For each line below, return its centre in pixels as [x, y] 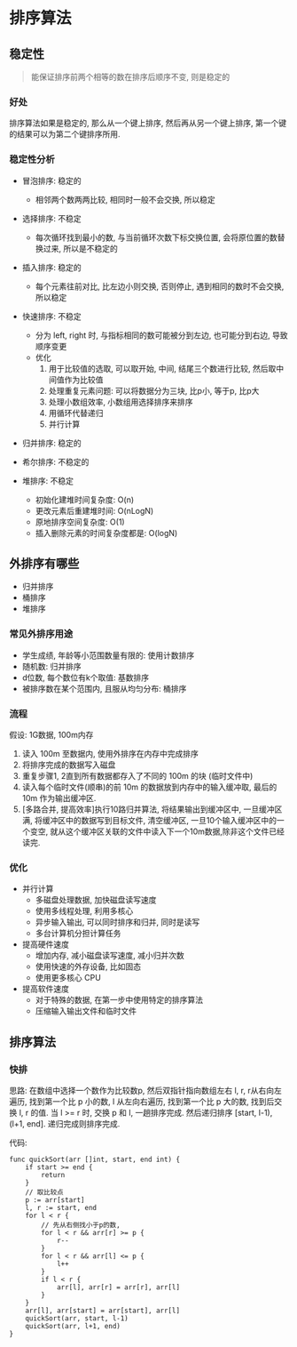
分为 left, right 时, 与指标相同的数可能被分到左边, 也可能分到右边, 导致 [161, 335]
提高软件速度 [45, 989]
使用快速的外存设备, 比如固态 [88, 966]
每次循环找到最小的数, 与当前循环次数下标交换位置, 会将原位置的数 [156, 237]
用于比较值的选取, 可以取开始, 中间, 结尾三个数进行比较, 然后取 [162, 368]
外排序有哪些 [44, 563]
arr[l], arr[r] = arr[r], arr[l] [118, 1287]
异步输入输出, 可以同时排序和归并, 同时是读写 [117, 922]
